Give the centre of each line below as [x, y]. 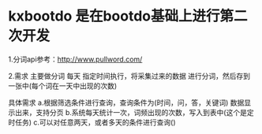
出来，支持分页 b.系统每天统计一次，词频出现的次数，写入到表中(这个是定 [134, 112]
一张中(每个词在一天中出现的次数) [63, 86]
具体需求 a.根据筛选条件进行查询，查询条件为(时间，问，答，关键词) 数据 [126, 102]
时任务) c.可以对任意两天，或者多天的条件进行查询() [92, 122]
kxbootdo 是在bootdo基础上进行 [114, 16]
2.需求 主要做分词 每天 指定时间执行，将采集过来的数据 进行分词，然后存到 [129, 76]
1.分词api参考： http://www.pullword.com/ [75, 59]
